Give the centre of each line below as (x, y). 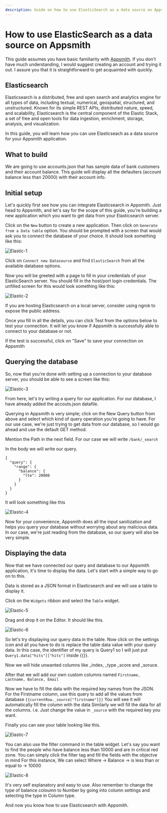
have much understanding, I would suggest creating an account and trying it (83, 64)
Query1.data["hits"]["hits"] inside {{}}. (47, 655)
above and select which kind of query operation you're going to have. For (80, 419)
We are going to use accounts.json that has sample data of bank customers (83, 167)
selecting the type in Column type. (41, 796)
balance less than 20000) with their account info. (55, 177)
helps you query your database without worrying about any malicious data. (82, 527)
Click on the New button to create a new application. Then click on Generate (82, 225)
